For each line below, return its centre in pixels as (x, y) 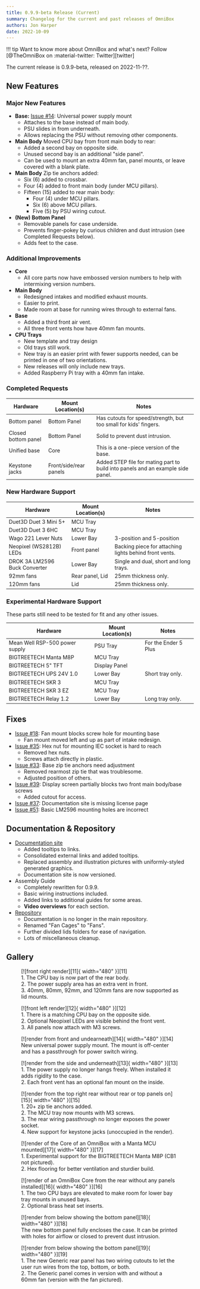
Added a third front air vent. (58, 322)
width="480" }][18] (44, 1224)
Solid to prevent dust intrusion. (134, 436)
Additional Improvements (44, 258)
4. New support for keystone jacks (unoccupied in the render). (98, 1132)
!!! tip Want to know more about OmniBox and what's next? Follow (87, 49)
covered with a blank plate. (57, 167)
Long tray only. (163, 699)
